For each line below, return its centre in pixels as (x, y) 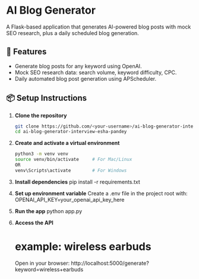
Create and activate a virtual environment (67, 143)
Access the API (34, 223)
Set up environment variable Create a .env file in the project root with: (101, 193)
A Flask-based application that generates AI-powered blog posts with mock (99, 27)
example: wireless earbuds (83, 246)
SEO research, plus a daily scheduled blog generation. (73, 33)
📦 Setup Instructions (47, 98)
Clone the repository (41, 115)
